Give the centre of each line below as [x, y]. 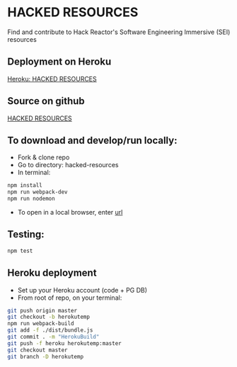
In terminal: [34, 173]
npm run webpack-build [41, 324]
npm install [25, 186]
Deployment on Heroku [59, 62]
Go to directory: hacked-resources [68, 165]
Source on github [46, 101]
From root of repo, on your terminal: [70, 298]
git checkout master [38, 350]
